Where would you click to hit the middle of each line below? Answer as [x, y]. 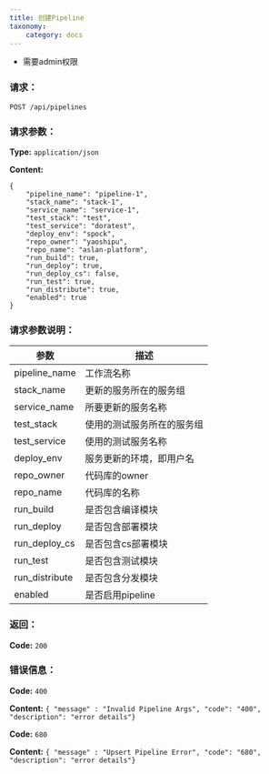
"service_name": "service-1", [83, 210]
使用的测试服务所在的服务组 [144, 425]
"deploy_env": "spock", [71, 234]
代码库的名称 [112, 493]
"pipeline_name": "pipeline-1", [87, 194]
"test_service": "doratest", [81, 226]
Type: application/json [55, 152]
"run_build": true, [63, 257]
